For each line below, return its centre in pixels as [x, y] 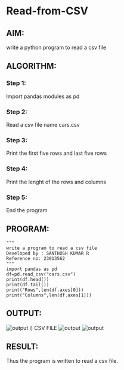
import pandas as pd [32, 269]
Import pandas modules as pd [43, 96]
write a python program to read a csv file [56, 47]
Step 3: [17, 140]
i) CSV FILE [44, 328]
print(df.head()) [28, 279]
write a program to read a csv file [52, 248]
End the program [27, 210]
